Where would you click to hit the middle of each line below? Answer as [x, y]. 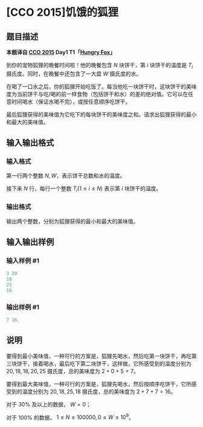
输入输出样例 [30, 242]
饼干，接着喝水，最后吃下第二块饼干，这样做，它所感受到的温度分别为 [104, 364]
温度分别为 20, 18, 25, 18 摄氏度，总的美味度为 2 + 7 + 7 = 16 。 [99, 391]
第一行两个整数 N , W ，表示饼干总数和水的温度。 [66, 176]
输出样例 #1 [23, 307]
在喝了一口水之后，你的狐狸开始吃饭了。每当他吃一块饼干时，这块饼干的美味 [101, 86]
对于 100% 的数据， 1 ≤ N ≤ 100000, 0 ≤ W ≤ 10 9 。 [70, 417]
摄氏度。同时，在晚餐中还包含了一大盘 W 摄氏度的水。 [74, 74]
